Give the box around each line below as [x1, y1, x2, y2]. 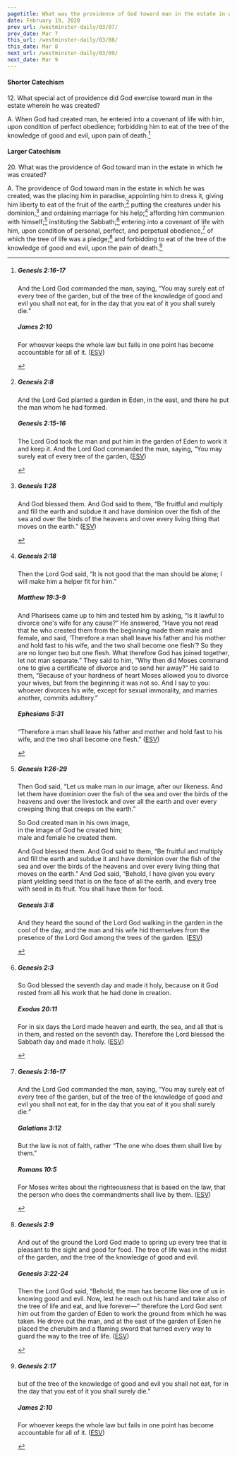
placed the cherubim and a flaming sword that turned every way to [17, 1324, 212, 1333]
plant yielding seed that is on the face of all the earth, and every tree [17, 877, 217, 886]
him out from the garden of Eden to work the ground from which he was [17, 1310, 227, 1318]
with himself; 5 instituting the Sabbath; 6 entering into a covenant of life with [7, 217, 224, 226]
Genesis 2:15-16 [17, 419, 66, 427]
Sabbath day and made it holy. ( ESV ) [17, 1037, 125, 1046]
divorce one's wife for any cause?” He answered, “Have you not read [17, 618, 219, 627]
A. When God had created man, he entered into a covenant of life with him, [7, 114, 224, 123]
